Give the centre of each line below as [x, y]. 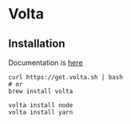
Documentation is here [46, 62]
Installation [37, 44]
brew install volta [41, 91]
